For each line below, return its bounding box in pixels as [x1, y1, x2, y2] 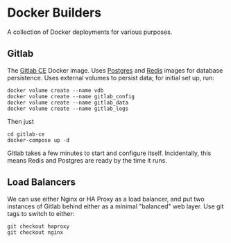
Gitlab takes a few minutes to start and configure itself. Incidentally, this [7, 149, 212, 157]
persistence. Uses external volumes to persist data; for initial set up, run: [7, 73, 215, 82]
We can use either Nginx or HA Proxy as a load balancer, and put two [7, 195, 205, 203]
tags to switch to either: [7, 209, 75, 217]
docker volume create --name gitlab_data [7, 99, 129, 106]
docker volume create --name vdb [7, 87, 104, 94]
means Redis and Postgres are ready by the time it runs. [7, 156, 168, 164]
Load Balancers [7, 177, 76, 188]
